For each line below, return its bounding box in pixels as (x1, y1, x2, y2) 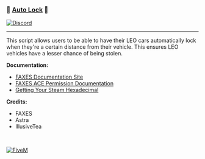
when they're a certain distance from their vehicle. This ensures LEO (6, 43, 179, 51)
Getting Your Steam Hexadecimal (15, 87, 99, 94)
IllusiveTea (15, 123, 42, 130)
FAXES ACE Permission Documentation (15, 80, 114, 87)
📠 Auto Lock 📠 (6, 5, 49, 14)
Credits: (6, 98, 27, 105)
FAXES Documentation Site (15, 73, 84, 81)
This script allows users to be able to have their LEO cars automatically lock (6, 37, 196, 44)
